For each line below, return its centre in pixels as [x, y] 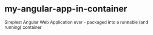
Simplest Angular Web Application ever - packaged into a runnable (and [76, 22]
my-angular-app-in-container [66, 9]
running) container [23, 27]
